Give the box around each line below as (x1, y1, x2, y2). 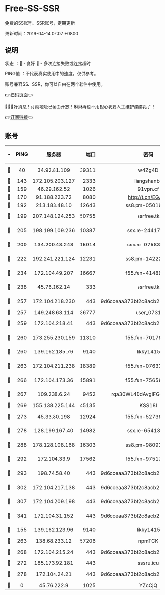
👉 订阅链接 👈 (5, 114, 33, 120)
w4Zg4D (138, 166, 159, 173)
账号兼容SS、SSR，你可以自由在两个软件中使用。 (5, 81, 105, 87)
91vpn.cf (137, 185, 159, 192)
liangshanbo (134, 177, 163, 184)
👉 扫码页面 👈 (5, 92, 33, 98)
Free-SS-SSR (5, 3, 60, 14)
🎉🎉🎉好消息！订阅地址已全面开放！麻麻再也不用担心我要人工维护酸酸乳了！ (5, 104, 156, 109)
